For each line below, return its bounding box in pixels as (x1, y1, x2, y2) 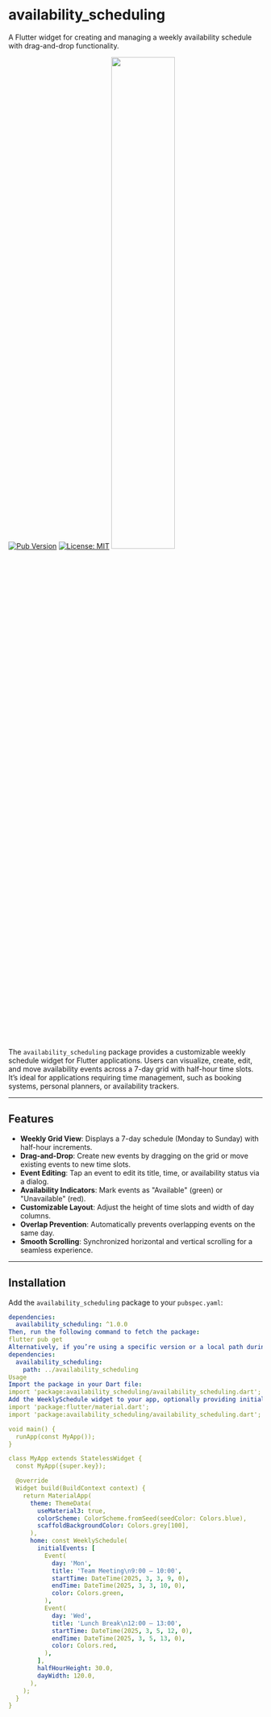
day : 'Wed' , (51, 1611, 92, 1619)
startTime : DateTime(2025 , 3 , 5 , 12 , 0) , (51, 1627, 194, 1635)
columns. (19, 1210, 51, 1220)
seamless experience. (19, 1245, 94, 1255)
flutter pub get (8, 1335, 63, 1344)
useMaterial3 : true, (37, 1506, 106, 1514)
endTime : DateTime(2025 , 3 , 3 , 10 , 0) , (51, 1581, 186, 1590)
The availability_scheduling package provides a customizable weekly (8, 1046, 246, 1056)
